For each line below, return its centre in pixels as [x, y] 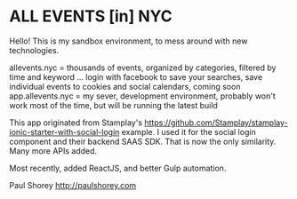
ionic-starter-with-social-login [64, 131]
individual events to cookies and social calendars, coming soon [125, 86]
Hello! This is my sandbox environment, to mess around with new [128, 41]
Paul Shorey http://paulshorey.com [73, 185]
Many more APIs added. [53, 151]
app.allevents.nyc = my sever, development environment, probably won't [142, 96]
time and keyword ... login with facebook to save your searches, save [136, 76]
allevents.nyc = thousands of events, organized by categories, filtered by [143, 68]
